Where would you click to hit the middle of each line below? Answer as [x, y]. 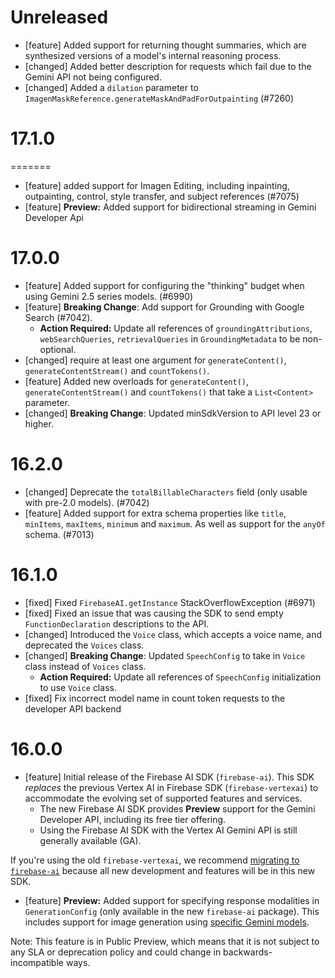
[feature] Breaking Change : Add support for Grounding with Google [164, 307]
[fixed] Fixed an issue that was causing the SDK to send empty [154, 613]
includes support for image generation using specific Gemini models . [167, 922]
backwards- [248, 952]
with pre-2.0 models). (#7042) [87, 502]
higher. [39, 423]
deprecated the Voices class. [84, 645]
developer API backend [73, 708]
